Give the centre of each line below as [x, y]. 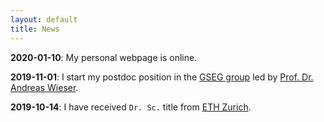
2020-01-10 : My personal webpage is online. [104, 57]
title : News [35, 29]
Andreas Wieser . [44, 87]
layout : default [44, 19]
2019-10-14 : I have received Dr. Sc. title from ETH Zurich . [131, 107]
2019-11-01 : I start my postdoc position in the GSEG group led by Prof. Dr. [162, 77]
